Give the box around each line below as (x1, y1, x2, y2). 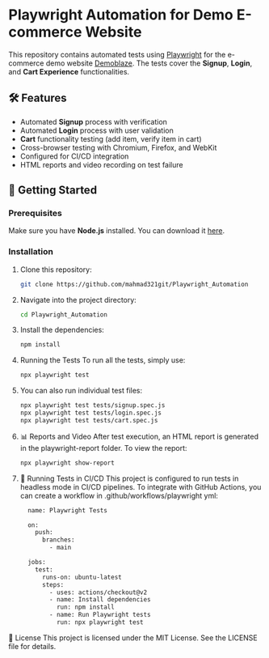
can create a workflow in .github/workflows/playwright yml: (19, 490, 218, 500)
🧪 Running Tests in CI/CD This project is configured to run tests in (19, 473, 239, 483)
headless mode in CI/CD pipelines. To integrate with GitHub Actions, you (19, 482, 262, 491)
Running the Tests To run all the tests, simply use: (19, 355, 186, 365)
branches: (41, 536, 75, 544)
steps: (41, 580, 65, 588)
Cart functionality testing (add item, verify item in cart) (19, 134, 202, 143)
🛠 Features (8, 91, 67, 105)
